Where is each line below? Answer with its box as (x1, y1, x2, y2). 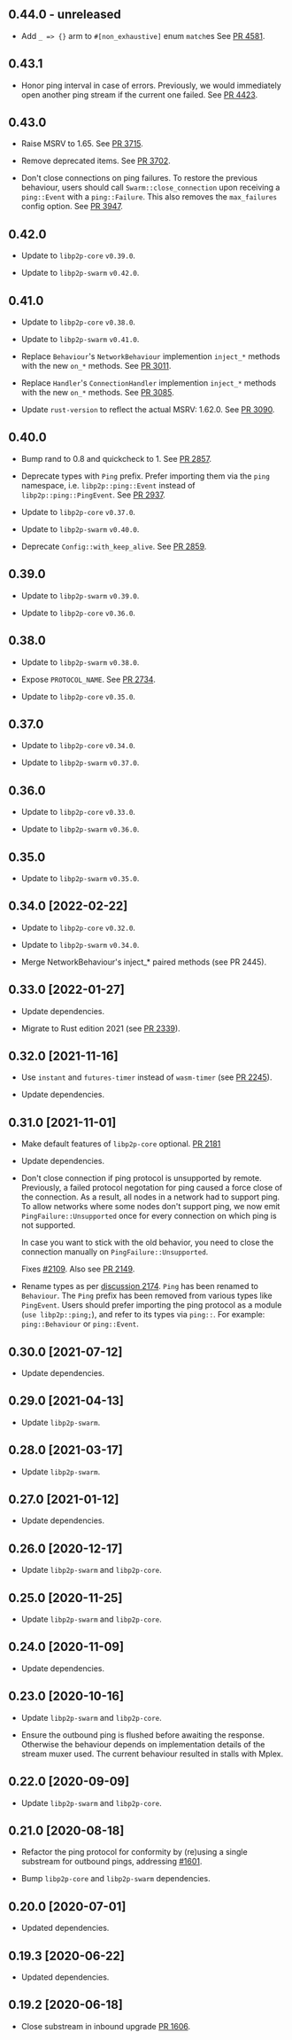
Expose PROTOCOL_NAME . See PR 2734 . (20, 674, 156, 684)
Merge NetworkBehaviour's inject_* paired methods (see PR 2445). (20, 957, 267, 967)
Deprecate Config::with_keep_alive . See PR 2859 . (20, 541, 207, 551)
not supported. (20, 1220, 76, 1231)
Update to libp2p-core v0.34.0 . (20, 740, 136, 751)
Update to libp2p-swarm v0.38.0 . (20, 656, 140, 668)
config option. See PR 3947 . (20, 201, 123, 212)
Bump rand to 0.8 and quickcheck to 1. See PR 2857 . (20, 453, 212, 464)
